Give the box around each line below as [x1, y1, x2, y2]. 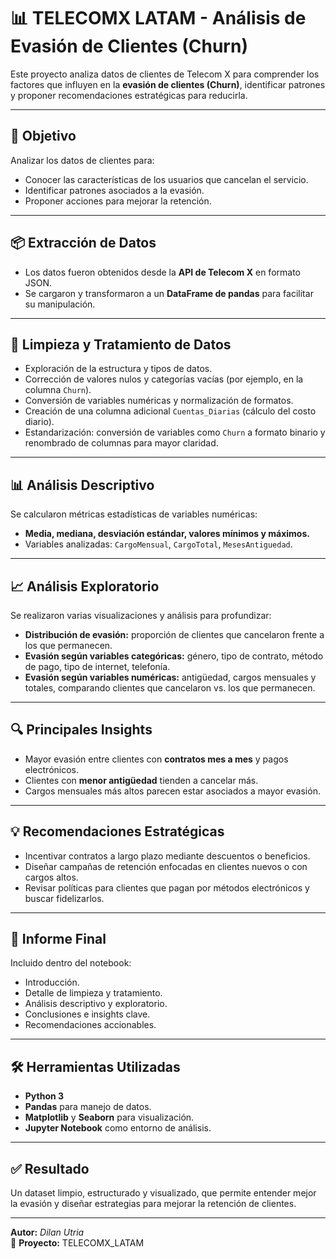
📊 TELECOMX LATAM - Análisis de [10, 7, 307, 30]
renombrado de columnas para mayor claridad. [24, 437, 219, 449]
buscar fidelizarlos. [24, 892, 105, 904]
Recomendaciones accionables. [24, 1019, 157, 1031]
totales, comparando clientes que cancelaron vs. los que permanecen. [24, 682, 316, 694]
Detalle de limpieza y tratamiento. [24, 987, 163, 999]
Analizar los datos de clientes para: [10, 154, 155, 166]
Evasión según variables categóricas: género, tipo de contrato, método [24, 650, 324, 662]
